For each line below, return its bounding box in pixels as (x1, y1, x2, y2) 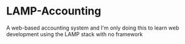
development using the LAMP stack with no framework (6, 30, 143, 37)
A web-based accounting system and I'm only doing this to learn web (6, 24, 180, 31)
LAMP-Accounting (6, 4, 102, 18)
